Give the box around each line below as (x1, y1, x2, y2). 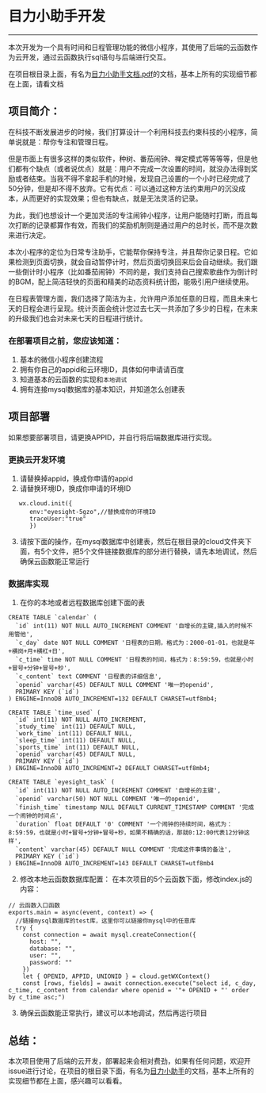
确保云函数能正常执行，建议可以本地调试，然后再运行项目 (19, 1008, 207, 1018)
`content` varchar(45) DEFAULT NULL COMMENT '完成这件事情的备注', (15, 846, 232, 853)
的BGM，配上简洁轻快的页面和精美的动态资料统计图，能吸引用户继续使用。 (8, 277, 253, 286)
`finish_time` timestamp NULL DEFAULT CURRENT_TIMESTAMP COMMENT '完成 (15, 803, 255, 811)
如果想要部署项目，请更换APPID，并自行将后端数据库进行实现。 (8, 432, 216, 442)
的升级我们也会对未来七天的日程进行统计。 (8, 313, 147, 323)
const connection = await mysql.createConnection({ (22, 931, 196, 939)
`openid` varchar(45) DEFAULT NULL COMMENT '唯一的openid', (15, 681, 215, 689)
